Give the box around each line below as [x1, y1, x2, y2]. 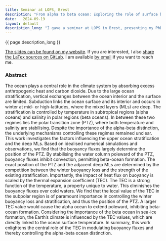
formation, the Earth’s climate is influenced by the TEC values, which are [5, 214, 153, 220]
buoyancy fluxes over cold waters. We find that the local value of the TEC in [5, 188, 160, 194]
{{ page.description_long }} [5, 39, 61, 45]
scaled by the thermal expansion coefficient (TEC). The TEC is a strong [5, 178, 150, 184]
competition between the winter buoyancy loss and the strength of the [5, 167, 148, 173]
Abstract [5, 72, 27, 79]
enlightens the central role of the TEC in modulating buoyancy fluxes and [5, 225, 154, 231]
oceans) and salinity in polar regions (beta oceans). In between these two [5, 114, 155, 120]
